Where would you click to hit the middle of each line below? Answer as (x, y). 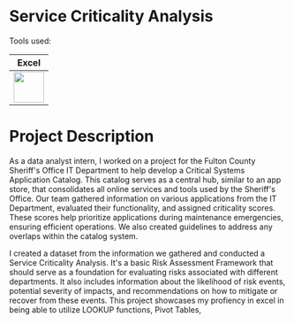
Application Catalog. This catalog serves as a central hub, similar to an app (145, 180)
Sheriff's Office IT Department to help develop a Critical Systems (127, 170)
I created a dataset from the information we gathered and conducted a (137, 253)
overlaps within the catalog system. (74, 235)
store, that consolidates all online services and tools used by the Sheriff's (143, 189)
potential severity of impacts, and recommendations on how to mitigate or (143, 290)
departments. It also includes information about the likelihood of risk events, (147, 282)
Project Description (82, 137)
